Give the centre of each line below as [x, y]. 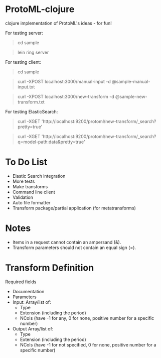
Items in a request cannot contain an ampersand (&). [67, 242]
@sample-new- [131, 96]
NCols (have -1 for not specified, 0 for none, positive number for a [88, 344]
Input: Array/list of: [32, 302]
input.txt [26, 87]
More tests [24, 181]
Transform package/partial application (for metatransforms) [74, 208]
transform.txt [31, 102]
